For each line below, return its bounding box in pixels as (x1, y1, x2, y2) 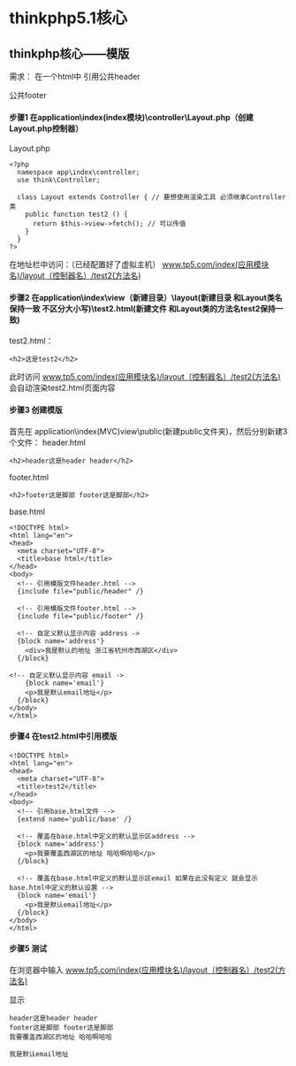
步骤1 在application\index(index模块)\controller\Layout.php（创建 (9, 111, 254, 122)
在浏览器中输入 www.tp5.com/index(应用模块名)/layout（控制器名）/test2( (9, 965, 278, 976)
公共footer (9, 90, 47, 100)
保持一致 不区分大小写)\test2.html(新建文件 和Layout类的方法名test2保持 (9, 303, 276, 314)
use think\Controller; (17, 176, 101, 185)
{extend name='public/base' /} (17, 815, 133, 824)
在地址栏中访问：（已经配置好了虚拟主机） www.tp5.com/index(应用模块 (9, 259, 269, 270)
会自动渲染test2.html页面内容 (9, 382, 116, 394)
